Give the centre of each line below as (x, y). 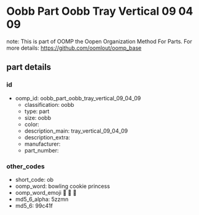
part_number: (41, 150)
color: (32, 124)
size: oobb (37, 117)
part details (29, 67)
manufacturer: (42, 144)
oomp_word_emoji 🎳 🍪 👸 (46, 192)
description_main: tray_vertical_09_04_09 (76, 131)
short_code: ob (34, 179)
